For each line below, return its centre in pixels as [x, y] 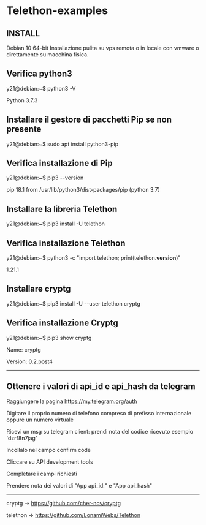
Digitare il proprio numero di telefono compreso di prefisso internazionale [99, 413]
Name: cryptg [24, 349]
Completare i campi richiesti [42, 474]
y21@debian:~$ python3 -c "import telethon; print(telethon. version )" [93, 258]
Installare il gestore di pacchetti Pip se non [89, 120]
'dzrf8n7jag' [22, 438]
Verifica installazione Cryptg [62, 323]
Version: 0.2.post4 [30, 361]
